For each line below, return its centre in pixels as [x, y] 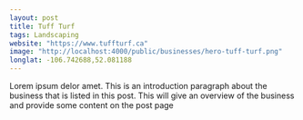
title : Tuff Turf [42, 26]
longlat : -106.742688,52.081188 [71, 60]
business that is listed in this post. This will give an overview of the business [152, 95]
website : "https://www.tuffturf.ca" [79, 43]
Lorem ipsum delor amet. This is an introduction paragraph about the [138, 86]
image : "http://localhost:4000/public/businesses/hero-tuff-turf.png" [146, 52]
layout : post [34, 18]
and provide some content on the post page [92, 105]
